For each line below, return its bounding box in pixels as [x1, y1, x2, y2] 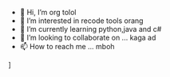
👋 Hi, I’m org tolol [19, 8, 77, 17]
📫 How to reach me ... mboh [19, 42, 115, 51]
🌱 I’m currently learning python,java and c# [19, 25, 162, 33]
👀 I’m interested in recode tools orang [19, 16, 144, 25]
